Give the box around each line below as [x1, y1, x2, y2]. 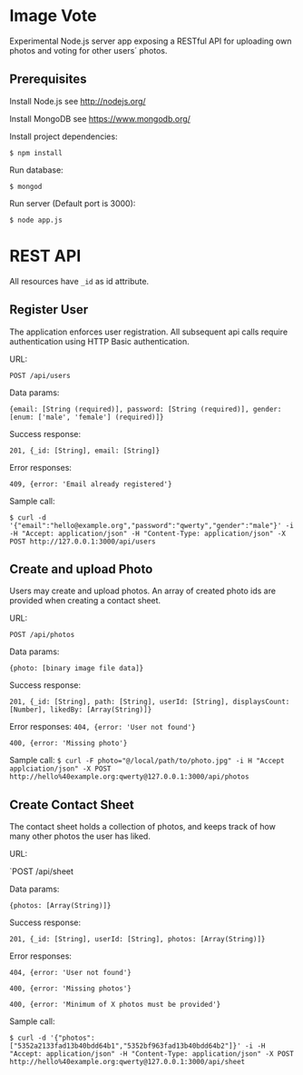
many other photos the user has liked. [9, 831, 151, 841]
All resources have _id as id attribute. [9, 275, 150, 286]
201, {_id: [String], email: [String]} [9, 446, 161, 455]
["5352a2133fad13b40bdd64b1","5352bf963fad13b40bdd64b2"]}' [9, 1041, 242, 1050]
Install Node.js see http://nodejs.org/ [9, 95, 147, 106]
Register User [9, 302, 89, 318]
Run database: [9, 164, 64, 175]
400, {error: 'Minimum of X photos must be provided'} [9, 1000, 221, 1010]
